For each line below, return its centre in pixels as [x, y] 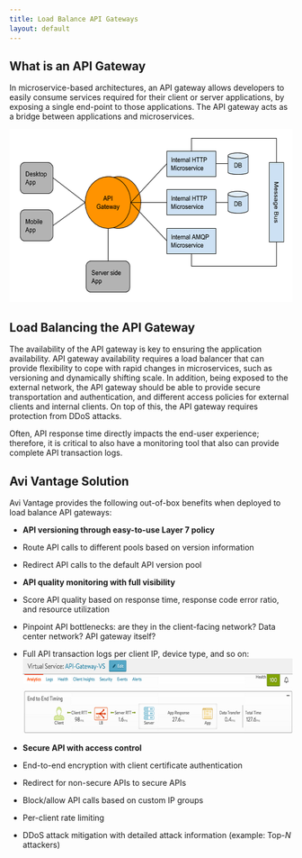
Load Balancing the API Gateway [102, 328]
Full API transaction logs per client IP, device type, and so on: [136, 653]
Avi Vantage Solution [69, 481]
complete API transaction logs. [66, 453]
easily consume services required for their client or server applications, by [147, 97]
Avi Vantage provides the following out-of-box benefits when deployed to [145, 502]
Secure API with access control [82, 747]
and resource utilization [66, 609]
